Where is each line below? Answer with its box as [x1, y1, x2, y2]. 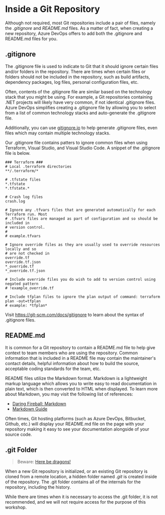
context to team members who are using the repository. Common [5, 350, 138, 356]
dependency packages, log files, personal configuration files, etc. [5, 79, 139, 85]
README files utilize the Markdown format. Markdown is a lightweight [5, 375, 147, 381]
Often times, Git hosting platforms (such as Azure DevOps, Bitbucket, [5, 415, 146, 421]
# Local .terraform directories [5, 164, 72, 169]
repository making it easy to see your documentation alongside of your [5, 426, 150, 432]
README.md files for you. [5, 36, 58, 42]
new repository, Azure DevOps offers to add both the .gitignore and [5, 30, 142, 36]
